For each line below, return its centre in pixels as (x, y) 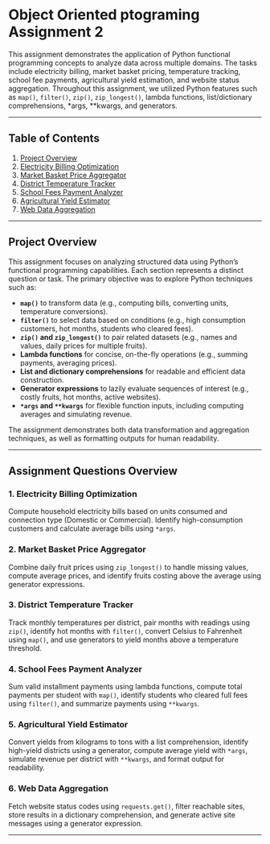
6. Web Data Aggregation (58, 788)
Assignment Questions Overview (93, 471)
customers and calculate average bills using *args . (92, 528)
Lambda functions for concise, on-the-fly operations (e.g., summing (134, 354)
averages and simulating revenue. (76, 414)
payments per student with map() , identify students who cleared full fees (128, 695)
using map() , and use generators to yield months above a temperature (123, 639)
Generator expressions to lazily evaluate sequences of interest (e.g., (134, 388)
